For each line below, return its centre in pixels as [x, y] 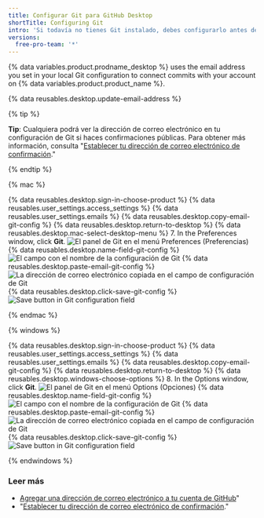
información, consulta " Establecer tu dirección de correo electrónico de [124, 146]
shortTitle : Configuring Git [56, 23]
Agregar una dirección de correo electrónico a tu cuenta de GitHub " [129, 498]
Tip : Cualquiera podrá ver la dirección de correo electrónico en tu [115, 129]
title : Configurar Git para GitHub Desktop [81, 15]
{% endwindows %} [40, 461]
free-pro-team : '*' [47, 45]
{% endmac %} [33, 316]
